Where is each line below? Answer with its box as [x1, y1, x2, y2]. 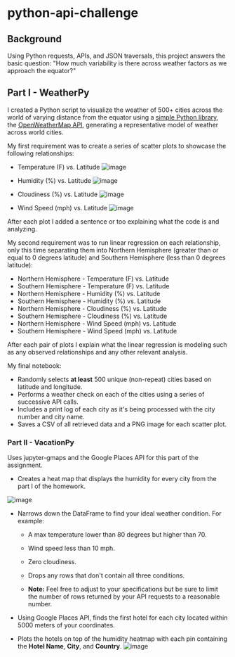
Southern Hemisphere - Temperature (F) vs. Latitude [17, 281, 170, 290]
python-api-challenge [7, 5, 139, 21]
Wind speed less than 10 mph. [27, 544, 116, 553]
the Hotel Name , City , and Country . [17, 642, 122, 651]
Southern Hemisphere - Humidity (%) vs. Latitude [17, 297, 161, 305]
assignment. [7, 461, 43, 469]
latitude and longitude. [17, 382, 83, 391]
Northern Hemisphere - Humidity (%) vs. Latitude [17, 289, 161, 298]
